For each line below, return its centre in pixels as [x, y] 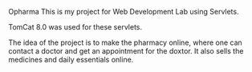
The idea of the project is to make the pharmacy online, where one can [125, 42]
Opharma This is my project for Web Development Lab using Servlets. [124, 12]
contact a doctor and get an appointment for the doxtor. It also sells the [126, 51]
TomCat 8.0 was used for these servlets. [75, 27]
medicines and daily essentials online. [71, 60]
